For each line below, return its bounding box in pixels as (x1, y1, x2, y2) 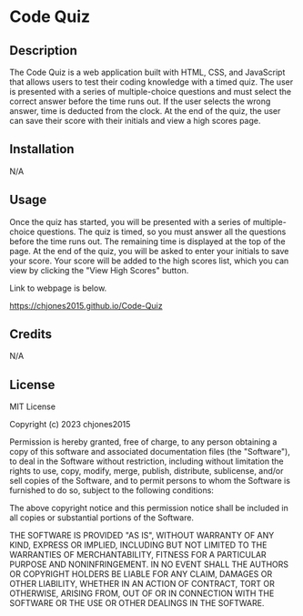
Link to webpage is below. (9, 282, 107, 293)
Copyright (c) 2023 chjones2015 (9, 419, 131, 430)
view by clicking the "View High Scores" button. (9, 264, 189, 275)
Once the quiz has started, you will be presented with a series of (9, 216, 251, 227)
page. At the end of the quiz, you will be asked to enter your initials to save (9, 245, 289, 256)
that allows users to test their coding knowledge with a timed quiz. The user (9, 77, 294, 87)
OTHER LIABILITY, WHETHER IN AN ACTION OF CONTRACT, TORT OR (9, 579, 275, 590)
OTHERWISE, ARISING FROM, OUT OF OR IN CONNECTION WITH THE (9, 588, 275, 599)
